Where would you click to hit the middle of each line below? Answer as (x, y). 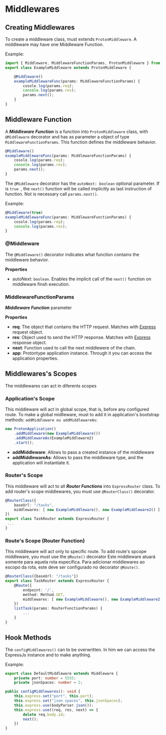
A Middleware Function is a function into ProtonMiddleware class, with (77, 131)
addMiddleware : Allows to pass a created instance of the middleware (83, 452)
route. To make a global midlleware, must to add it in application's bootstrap (82, 415)
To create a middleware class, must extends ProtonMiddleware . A (71, 39)
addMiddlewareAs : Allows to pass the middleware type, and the (78, 457)
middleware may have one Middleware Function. (54, 44)
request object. (28, 332)
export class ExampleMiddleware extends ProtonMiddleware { (68, 68)
